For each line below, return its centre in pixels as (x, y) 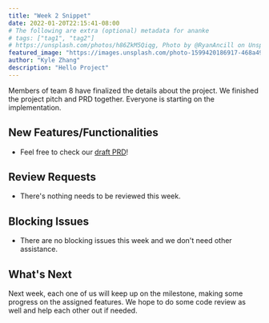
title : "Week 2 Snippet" (50, 16)
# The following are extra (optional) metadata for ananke (109, 30)
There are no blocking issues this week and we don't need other (126, 241)
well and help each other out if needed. (73, 310)
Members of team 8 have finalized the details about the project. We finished (133, 90)
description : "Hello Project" (59, 68)
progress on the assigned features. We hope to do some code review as (127, 302)
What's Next (40, 274)
